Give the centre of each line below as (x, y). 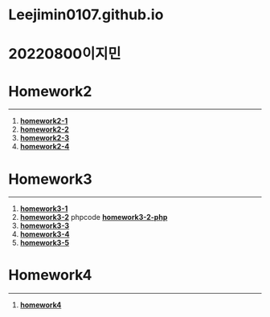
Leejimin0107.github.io (86, 15)
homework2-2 (45, 129)
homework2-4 (45, 147)
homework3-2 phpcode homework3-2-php (94, 217)
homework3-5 (45, 243)
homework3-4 (45, 234)
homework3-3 (45, 226)
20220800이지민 (65, 54)
